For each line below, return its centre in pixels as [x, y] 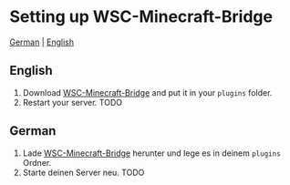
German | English [42, 42]
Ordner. [37, 162]
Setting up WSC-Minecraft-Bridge [141, 17]
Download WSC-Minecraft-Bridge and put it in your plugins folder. [147, 92]
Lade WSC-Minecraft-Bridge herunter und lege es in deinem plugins [151, 153]
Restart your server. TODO [72, 102]
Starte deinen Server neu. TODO [83, 172]
